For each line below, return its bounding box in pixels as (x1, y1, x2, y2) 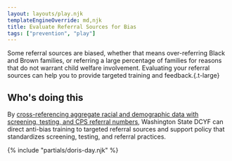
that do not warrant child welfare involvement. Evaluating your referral (7, 64, 210, 72)
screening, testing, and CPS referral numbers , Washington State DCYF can (7, 118, 224, 126)
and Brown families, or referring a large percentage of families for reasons (7, 57, 222, 65)
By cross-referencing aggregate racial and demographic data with (7, 110, 199, 119)
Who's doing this (7, 92, 84, 104)
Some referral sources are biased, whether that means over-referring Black (7, 49, 226, 57)
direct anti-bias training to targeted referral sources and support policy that (7, 125, 225, 134)
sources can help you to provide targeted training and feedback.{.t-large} (7, 71, 220, 80)
